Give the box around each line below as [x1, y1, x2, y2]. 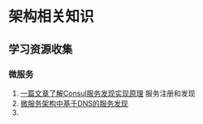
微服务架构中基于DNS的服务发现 [19, 98, 128, 108]
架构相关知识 [8, 7, 95, 26]
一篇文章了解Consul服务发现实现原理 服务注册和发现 [19, 88, 196, 98]
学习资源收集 [8, 42, 73, 56]
